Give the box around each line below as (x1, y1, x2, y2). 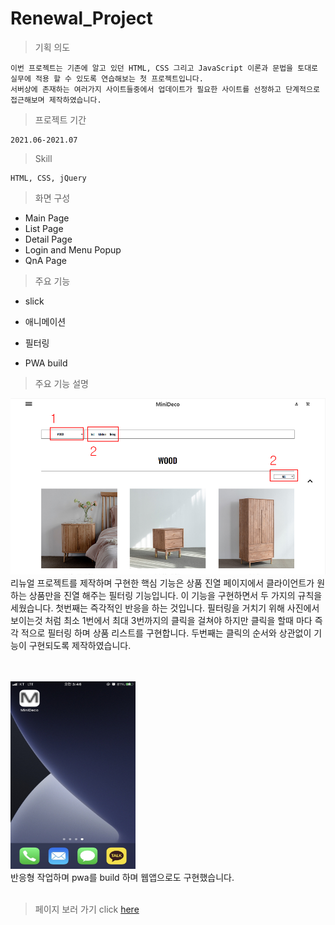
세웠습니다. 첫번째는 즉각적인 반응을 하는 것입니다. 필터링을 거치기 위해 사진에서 (10, 602, 320, 614)
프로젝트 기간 (34, 113, 87, 126)
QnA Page (24, 254, 67, 266)
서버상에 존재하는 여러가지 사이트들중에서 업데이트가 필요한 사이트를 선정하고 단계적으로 (10, 84, 320, 94)
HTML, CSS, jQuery (10, 173, 87, 183)
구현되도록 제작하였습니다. (28, 639, 132, 651)
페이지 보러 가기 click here (34, 903, 140, 915)
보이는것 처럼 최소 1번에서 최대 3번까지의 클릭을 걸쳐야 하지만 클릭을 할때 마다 (10, 614, 313, 626)
